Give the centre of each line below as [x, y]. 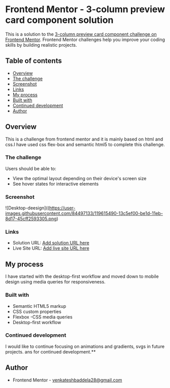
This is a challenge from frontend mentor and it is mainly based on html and [84, 139]
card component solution [59, 20]
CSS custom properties [37, 311]
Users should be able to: [31, 168]
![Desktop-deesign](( [27, 208]
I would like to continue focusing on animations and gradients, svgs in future [85, 346]
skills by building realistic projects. [41, 45]
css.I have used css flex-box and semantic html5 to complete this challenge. [85, 144]
